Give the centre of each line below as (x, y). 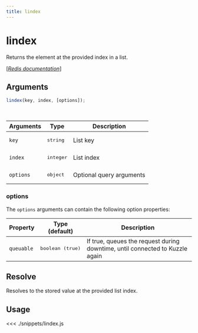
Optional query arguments (109, 174)
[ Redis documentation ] (34, 68)
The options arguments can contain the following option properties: (88, 209)
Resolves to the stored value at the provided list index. (72, 291)
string (56, 140)
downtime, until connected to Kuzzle (137, 248)
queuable (21, 248)
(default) (61, 231)
